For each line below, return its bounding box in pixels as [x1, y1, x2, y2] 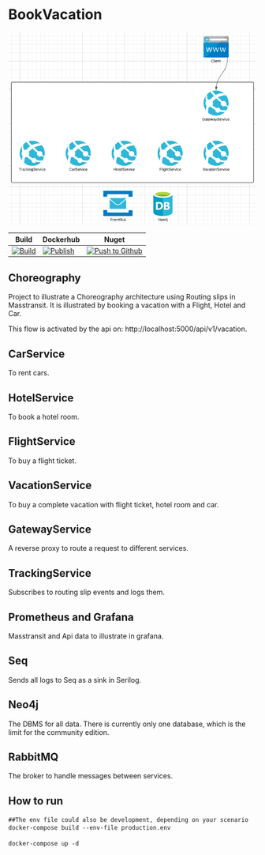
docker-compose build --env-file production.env [8, 824, 171, 832]
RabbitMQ [8, 751, 59, 763]
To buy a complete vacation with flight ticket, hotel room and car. [8, 499, 219, 509]
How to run [8, 794, 64, 808]
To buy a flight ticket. [8, 456, 77, 465]
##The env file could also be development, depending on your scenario [8, 816, 248, 824]
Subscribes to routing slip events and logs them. [8, 587, 166, 597]
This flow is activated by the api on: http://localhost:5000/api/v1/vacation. [8, 324, 248, 333]
